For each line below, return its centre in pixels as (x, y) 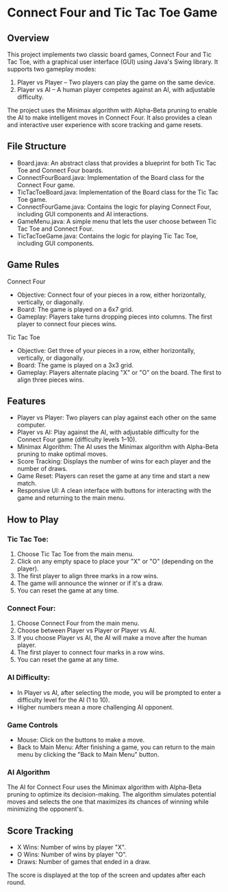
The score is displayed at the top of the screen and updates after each (106, 875)
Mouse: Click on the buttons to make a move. (81, 740)
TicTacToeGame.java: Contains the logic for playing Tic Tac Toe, (107, 236)
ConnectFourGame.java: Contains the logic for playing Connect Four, (114, 207)
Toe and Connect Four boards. (60, 170)
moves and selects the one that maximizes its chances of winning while (108, 802)
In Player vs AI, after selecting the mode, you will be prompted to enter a (119, 692)
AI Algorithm (29, 772)
